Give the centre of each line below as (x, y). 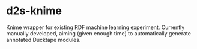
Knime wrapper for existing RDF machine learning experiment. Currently (95, 27)
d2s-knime (34, 11)
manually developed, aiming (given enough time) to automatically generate (98, 33)
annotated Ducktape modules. (44, 40)
